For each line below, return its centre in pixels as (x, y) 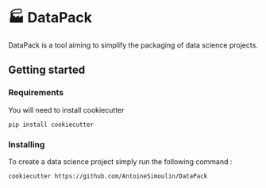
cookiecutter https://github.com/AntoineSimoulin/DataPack (108, 176)
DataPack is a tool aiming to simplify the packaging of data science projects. (133, 45)
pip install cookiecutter (51, 125)
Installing (27, 144)
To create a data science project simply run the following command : (120, 161)
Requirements (36, 93)
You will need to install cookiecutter (66, 109)
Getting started (47, 70)
